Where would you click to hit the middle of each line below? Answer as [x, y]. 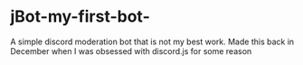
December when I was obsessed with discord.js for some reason [131, 51]
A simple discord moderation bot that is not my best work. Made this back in [152, 42]
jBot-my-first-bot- [80, 17]
